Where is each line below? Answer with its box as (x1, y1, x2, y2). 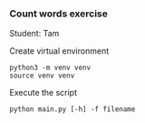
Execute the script (9, 87, 78, 98)
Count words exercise (9, 7, 109, 20)
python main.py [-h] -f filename (9, 105, 136, 114)
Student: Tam (9, 28, 60, 39)
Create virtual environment (9, 46, 110, 56)
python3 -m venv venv (9, 63, 92, 73)
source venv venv (9, 71, 75, 80)
